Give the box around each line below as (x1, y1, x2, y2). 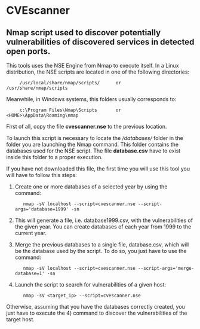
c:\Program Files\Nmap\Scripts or (19, 107, 121, 113)
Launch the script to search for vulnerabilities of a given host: (14, 281, 166, 288)
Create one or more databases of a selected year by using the (14, 183, 168, 190)
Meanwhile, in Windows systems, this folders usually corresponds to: (6, 96, 177, 102)
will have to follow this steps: (6, 172, 78, 178)
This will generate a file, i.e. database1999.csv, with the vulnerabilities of (14, 217, 193, 224)
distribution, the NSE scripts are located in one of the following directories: (6, 68, 190, 75)
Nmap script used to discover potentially (6, 28, 161, 38)
